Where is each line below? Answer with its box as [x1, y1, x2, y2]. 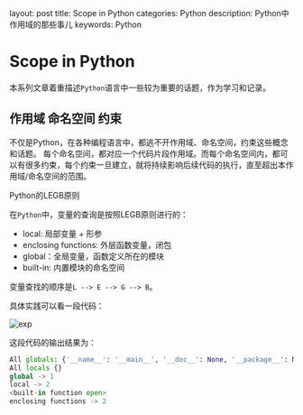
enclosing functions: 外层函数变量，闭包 [22, 239, 172, 250]
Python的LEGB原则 [9, 189, 80, 200]
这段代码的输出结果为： [9, 337, 96, 347]
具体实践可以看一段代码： [9, 300, 105, 311]
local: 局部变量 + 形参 [22, 228, 103, 239]
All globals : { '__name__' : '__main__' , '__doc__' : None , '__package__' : [9, 355, 289, 364]
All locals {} [9, 364, 63, 373]
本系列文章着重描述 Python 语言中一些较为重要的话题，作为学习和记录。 [9, 82, 271, 93]
